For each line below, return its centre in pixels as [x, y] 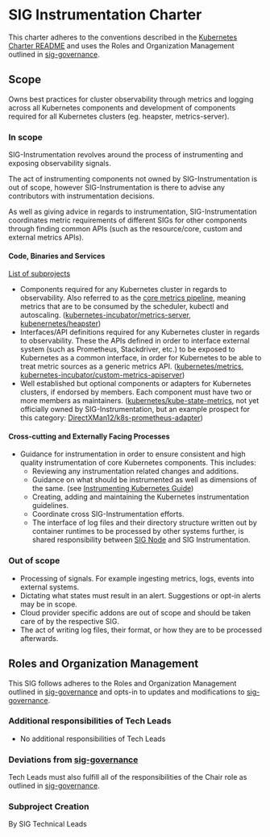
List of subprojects [39, 274]
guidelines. [50, 506]
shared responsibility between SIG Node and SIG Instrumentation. [141, 540]
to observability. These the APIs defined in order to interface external [135, 341]
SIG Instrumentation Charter [105, 15]
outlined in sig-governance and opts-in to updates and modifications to [127, 692]
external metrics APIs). [46, 237]
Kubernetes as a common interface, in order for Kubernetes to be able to [141, 358]
